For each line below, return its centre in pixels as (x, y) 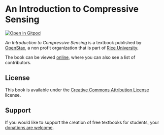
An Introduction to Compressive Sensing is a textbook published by (73, 42)
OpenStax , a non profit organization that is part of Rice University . (72, 48)
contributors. (18, 62)
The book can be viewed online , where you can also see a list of (70, 57)
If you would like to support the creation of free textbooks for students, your (82, 122)
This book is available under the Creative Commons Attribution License (77, 90)
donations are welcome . (30, 127)
